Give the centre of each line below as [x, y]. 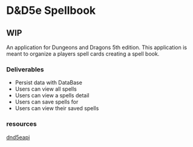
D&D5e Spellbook [51, 11]
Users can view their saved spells [57, 108]
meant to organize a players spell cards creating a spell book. [83, 54]
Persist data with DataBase [49, 83]
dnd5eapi [18, 137]
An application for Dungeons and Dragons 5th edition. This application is [97, 47]
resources [22, 124]
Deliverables [25, 69]
